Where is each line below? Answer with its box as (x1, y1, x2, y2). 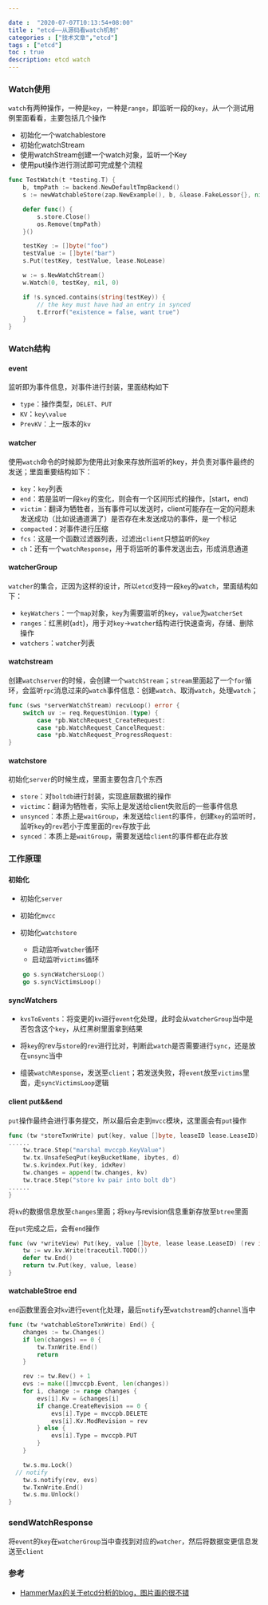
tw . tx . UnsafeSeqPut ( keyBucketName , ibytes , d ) (22, 1154, 180, 1162)
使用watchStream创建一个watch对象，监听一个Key (19, 150, 187, 160)
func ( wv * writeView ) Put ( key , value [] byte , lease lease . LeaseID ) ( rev (8, 1239, 255, 1247)
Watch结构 (8, 343, 50, 355)
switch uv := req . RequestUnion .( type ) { (22, 708, 159, 717)
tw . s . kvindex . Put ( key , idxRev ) (22, 1161, 127, 1170)
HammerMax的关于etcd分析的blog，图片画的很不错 (19, 1587, 190, 1597)
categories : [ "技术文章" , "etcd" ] (8, 34, 118, 42)
